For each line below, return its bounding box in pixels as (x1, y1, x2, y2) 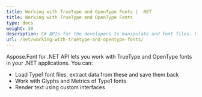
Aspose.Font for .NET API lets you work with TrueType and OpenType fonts (6, 53, 192, 60)
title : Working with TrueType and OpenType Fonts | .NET (6, 8, 152, 15)
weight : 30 (6, 25, 34, 32)
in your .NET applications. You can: (6, 59, 93, 66)
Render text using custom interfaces (14, 84, 105, 90)
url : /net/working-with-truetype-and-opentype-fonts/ (6, 37, 144, 43)
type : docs (6, 20, 34, 26)
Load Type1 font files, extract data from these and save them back (14, 71, 179, 78)
